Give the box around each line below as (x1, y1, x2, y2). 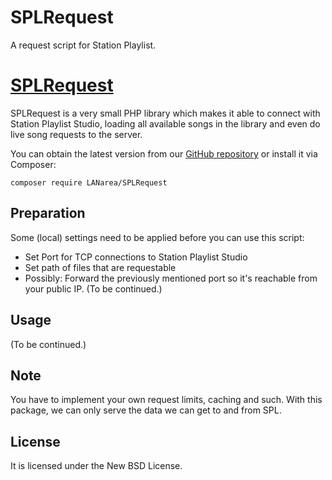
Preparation (10, 205, 86, 222)
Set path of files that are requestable (24, 261, 177, 273)
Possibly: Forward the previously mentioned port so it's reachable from (24, 272, 318, 284)
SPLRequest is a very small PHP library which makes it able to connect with (10, 107, 321, 119)
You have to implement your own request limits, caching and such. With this (10, 394, 323, 406)
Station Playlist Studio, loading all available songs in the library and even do (10, 117, 321, 130)
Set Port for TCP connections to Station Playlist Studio (24, 251, 248, 263)
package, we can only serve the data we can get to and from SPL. (10, 404, 282, 416)
